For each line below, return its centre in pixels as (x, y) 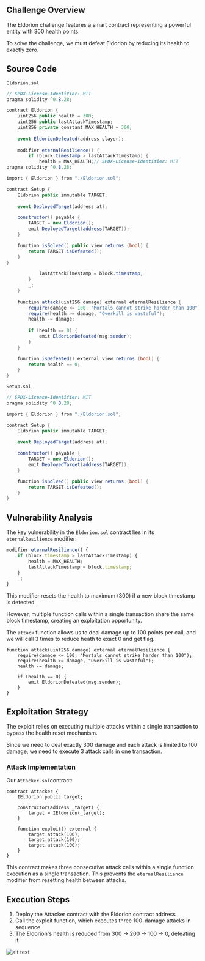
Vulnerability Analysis (49, 517)
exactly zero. (23, 50)
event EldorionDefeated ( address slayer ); (70, 139)
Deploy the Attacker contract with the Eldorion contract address (95, 915)
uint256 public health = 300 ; (56, 116)
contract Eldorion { (33, 110)
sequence (28, 927)
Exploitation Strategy (47, 712)
